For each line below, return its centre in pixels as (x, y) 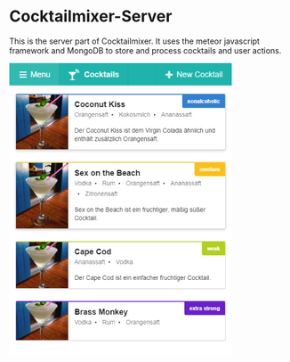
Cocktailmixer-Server (91, 16)
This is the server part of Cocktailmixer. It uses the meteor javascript (135, 41)
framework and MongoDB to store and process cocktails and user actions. (145, 50)
